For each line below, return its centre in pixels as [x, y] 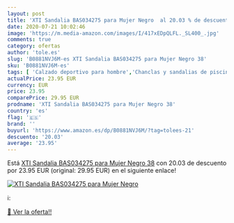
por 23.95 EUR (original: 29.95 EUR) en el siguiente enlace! [92, 171]
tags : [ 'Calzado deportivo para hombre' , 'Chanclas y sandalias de [107, 72]
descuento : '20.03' [36, 137]
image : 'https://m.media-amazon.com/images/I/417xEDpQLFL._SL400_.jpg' [113, 33]
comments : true [29, 40]
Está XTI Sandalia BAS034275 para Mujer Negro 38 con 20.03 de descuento [117, 163]
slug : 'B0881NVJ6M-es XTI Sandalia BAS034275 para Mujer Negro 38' [107, 59]
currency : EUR [28, 85]
